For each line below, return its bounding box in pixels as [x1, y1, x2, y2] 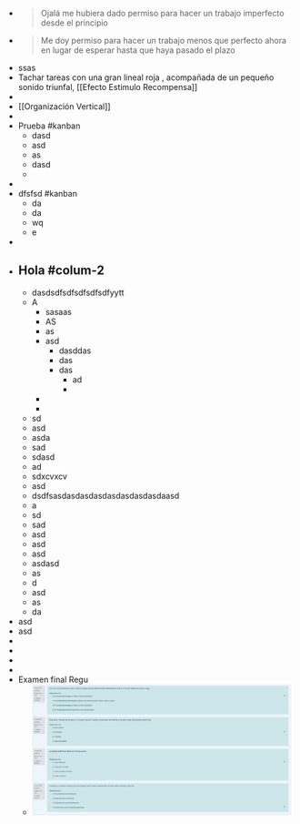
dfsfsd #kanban [17, 188, 77, 198]
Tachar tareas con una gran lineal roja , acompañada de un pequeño [17, 72, 275, 83]
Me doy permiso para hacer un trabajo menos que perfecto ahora [40, 36, 287, 46]
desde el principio [40, 17, 109, 28]
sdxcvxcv [31, 471, 68, 482]
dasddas [58, 345, 92, 356]
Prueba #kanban [17, 120, 81, 131]
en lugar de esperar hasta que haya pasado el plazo [40, 45, 236, 56]
